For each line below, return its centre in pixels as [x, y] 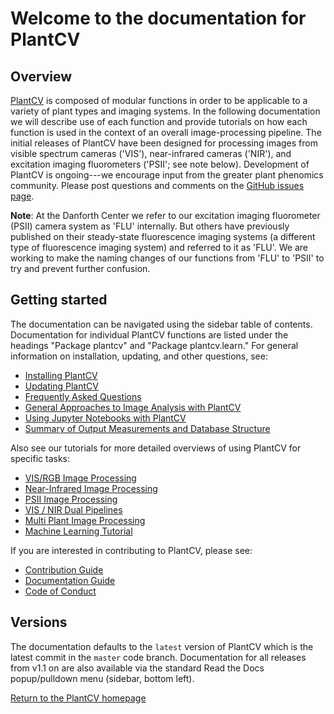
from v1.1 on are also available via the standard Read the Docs [137, 668]
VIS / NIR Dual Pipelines [73, 509]
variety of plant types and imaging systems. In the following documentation [165, 111]
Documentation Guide [70, 580]
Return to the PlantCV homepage [78, 698]
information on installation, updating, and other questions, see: [139, 356]
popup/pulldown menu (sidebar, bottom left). [102, 678]
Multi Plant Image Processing [85, 520]
